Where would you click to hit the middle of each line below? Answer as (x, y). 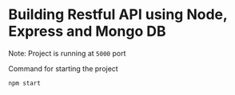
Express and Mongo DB (87, 31)
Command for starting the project (63, 68)
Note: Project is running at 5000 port (67, 53)
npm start (25, 83)
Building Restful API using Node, (118, 15)
